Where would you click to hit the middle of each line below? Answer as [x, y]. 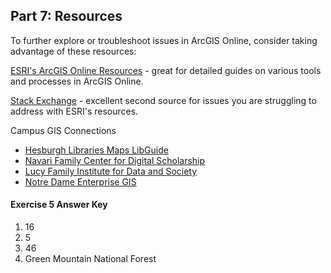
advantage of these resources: [73, 51]
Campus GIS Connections [63, 130]
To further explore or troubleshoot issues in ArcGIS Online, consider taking [164, 40]
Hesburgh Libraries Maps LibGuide [96, 150]
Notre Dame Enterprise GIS [80, 181]
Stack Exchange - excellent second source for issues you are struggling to [163, 100]
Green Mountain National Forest [90, 259]
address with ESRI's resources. [74, 111]
